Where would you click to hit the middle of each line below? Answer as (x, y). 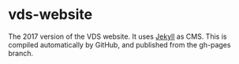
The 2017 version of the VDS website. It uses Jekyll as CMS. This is (118, 36)
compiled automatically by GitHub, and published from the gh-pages (119, 44)
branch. (21, 53)
